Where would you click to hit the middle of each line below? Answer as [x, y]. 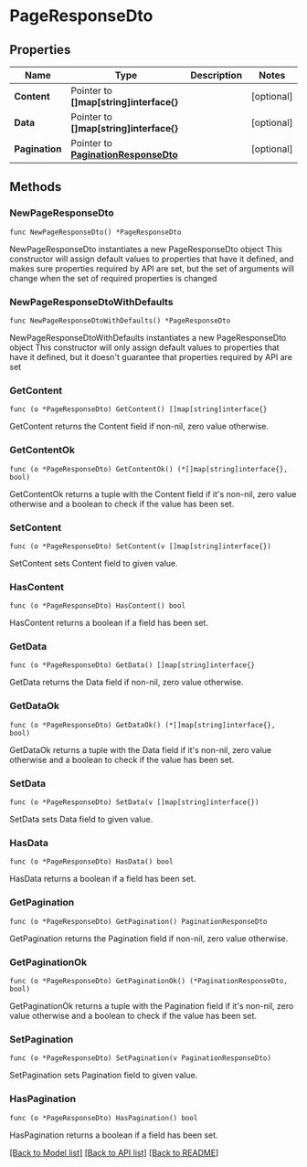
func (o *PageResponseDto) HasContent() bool [97, 606]
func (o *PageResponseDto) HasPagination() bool [104, 1118]
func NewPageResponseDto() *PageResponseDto [95, 232]
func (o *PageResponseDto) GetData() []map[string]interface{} [132, 665]
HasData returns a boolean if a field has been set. [103, 879]
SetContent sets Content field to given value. [94, 563]
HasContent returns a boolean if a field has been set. [109, 623]
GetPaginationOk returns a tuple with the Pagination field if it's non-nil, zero [152, 1005]
